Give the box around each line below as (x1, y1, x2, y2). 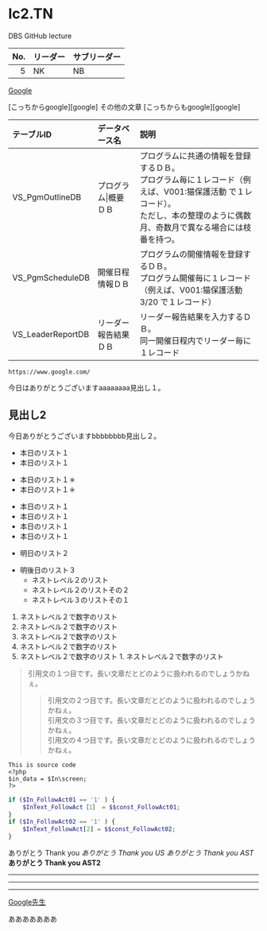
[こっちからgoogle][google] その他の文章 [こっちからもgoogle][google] (8, 102, 241, 111)
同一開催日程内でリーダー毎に (139, 335, 252, 346)
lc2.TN (8, 5, 54, 23)
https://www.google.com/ (8, 367, 91, 376)
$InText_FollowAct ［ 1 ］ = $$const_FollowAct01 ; (22, 803, 181, 811)
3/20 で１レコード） (139, 296, 217, 307)
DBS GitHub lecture (8, 31, 72, 41)
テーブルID (12, 129, 52, 140)
